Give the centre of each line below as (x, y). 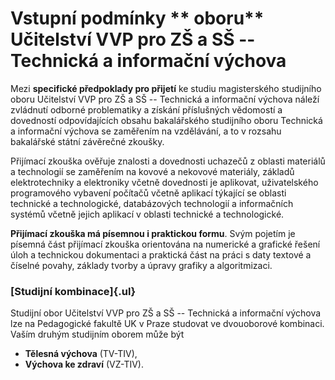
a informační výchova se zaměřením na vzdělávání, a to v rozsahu (146, 131)
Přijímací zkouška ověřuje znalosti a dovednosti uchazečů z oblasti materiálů (168, 161)
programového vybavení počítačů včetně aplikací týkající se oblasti (148, 193)
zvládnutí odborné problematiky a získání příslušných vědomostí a (146, 109)
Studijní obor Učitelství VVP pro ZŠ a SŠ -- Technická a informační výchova (166, 313)
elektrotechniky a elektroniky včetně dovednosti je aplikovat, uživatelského (164, 182)
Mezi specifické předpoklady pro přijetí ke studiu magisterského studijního (166, 88)
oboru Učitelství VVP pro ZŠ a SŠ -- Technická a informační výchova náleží (165, 99)
